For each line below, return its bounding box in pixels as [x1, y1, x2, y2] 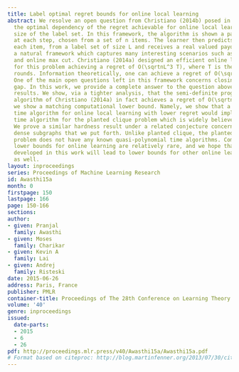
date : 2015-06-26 [7, 275, 59, 282]
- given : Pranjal [7, 222, 59, 229]
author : [7, 216, 31, 223]
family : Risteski [14, 268, 65, 275]
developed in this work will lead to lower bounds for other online [14, 149, 221, 156]
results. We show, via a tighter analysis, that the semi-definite [14, 90, 218, 97]
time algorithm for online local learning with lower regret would [14, 110, 218, 117]
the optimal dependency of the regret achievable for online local [14, 23, 218, 31]
